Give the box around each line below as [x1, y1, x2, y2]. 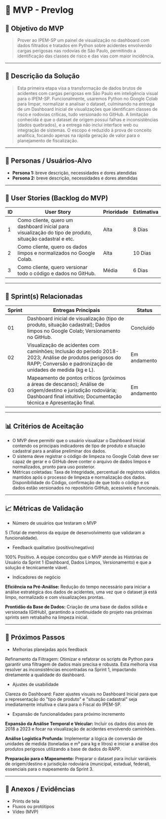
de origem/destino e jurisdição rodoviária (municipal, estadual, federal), [5, 761, 151, 767]
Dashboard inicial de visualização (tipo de [27, 315, 124, 322]
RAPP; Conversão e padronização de [27, 361, 113, 367]
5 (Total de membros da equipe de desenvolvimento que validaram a [5, 529, 145, 536]
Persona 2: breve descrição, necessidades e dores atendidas [12, 175, 138, 181]
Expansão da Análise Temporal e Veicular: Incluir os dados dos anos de [5, 721, 153, 727]
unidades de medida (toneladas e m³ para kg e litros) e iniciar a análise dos [5, 740, 158, 746]
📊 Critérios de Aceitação [5, 422, 84, 430]
